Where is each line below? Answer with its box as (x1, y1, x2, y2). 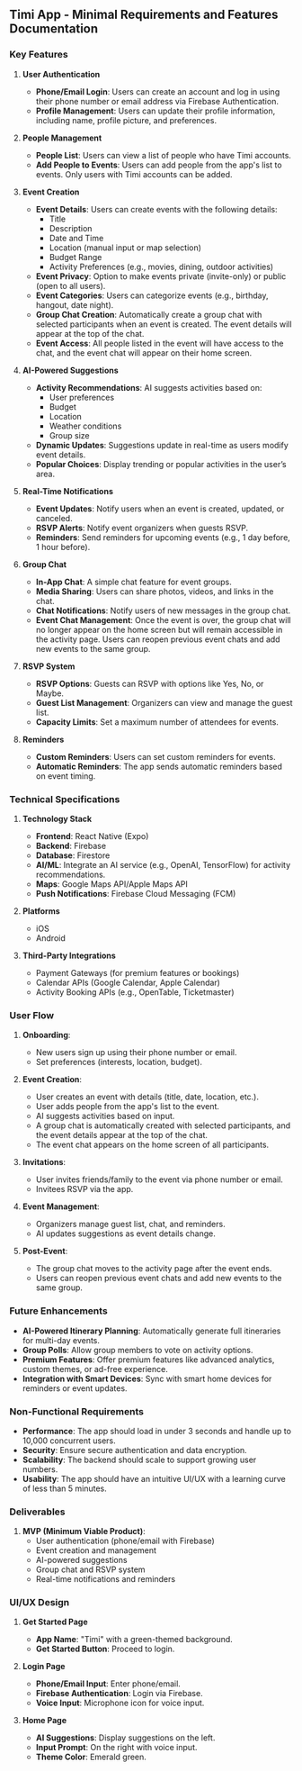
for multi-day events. (22, 1334, 101, 1345)
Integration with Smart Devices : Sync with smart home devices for (22, 1373, 272, 1384)
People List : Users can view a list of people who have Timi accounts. (35, 149, 292, 160)
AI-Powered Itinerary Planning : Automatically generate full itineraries (22, 1325, 281, 1336)
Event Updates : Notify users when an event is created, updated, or (35, 503, 285, 514)
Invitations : (22, 1157, 66, 1168)
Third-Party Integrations (22, 950, 117, 961)
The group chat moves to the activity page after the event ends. (35, 1263, 272, 1274)
